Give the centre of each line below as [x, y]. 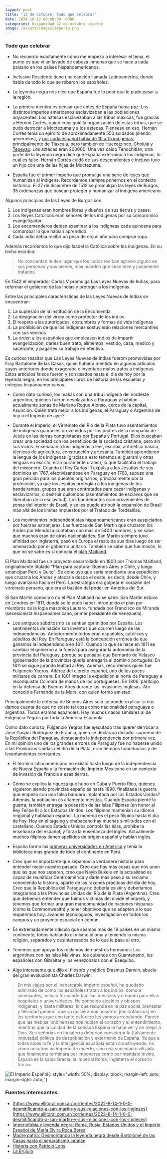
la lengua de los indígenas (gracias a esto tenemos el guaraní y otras [83, 457]
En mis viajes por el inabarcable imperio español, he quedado [81, 985]
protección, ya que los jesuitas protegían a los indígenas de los [77, 484]
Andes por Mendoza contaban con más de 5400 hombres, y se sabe [83, 531]
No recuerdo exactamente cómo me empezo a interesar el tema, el [81, 57]
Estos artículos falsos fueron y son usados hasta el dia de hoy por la [75, 374]
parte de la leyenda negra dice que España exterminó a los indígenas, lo [86, 155]
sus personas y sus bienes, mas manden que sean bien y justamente [88, 267]
